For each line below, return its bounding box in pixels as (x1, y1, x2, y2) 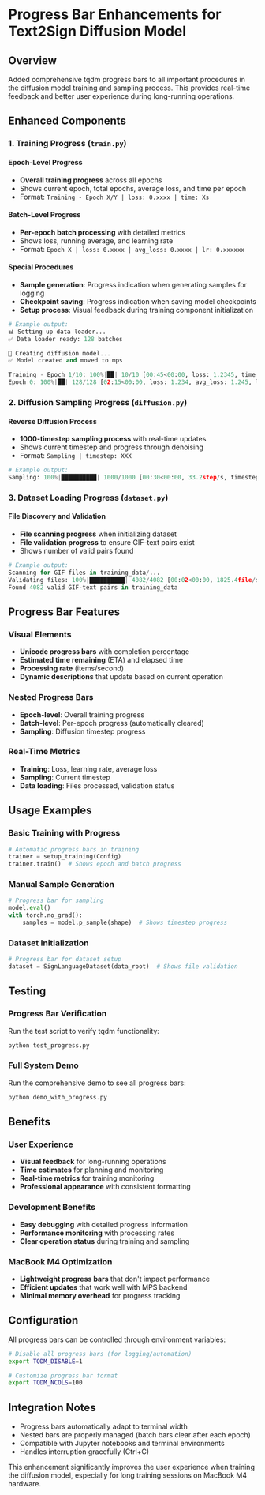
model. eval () (8, 904, 51, 912)
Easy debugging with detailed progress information (19, 1219, 188, 1229)
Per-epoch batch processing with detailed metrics (19, 227, 186, 237)
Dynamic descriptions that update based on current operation (19, 672, 223, 682)
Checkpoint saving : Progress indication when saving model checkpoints (19, 296, 256, 306)
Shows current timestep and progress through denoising (19, 442, 203, 452)
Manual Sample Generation (8, 879, 114, 890)
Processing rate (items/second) (19, 663, 125, 673)
